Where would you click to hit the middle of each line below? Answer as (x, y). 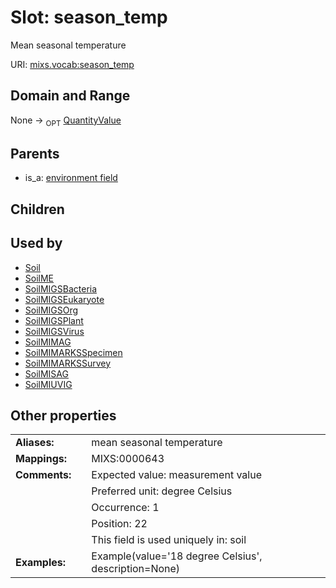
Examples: (41, 563)
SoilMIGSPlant (54, 320)
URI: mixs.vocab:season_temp (72, 64)
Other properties (63, 415)
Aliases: (35, 443)
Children (37, 209)
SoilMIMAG (48, 342)
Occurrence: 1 (125, 508)
